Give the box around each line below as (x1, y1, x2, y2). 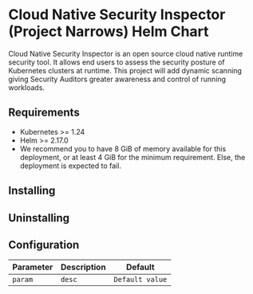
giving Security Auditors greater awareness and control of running (8, 74, 226, 84)
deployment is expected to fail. (19, 161, 122, 171)
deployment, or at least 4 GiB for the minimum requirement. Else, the (19, 152, 246, 162)
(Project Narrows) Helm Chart (8, 22, 209, 41)
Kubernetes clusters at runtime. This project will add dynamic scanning (8, 65, 242, 75)
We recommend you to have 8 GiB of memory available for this (19, 143, 227, 153)
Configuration (8, 237, 80, 252)
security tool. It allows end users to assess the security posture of (8, 57, 225, 67)
